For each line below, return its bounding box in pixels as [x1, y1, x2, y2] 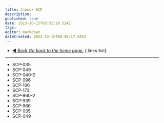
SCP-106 [12, 82, 30, 88]
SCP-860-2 [12, 92, 36, 98]
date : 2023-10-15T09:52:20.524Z [5, 20, 71, 26]
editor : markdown [5, 30, 41, 35]
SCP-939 [12, 98, 31, 104]
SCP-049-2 [12, 71, 36, 78]
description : [5, 12, 32, 17]
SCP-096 [12, 77, 31, 83]
